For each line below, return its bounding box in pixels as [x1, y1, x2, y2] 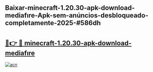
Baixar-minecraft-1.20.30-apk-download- [5, 4, 135, 12]
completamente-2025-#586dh [5, 19, 101, 27]
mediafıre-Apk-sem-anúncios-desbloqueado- [5, 12, 149, 20]
